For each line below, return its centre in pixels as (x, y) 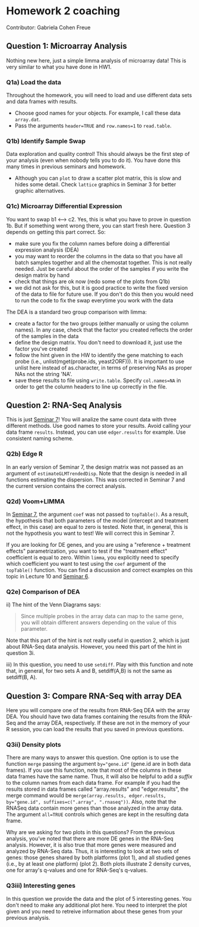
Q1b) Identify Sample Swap (46, 141)
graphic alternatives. (40, 191)
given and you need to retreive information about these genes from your (94, 911)
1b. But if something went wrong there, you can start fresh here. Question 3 (98, 226)
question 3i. (21, 653)
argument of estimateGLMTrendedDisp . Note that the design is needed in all (97, 473)
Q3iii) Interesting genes (41, 886)
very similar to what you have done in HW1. (59, 67)
